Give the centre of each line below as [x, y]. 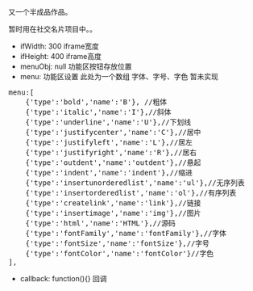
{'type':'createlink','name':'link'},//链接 [113, 203]
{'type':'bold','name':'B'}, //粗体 [96, 102]
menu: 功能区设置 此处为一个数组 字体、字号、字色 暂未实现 [119, 76]
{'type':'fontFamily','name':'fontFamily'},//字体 [126, 233]
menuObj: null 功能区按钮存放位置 [76, 66]
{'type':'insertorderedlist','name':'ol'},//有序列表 [131, 193]
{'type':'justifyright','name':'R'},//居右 [111, 152]
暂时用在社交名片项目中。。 [52, 29]
